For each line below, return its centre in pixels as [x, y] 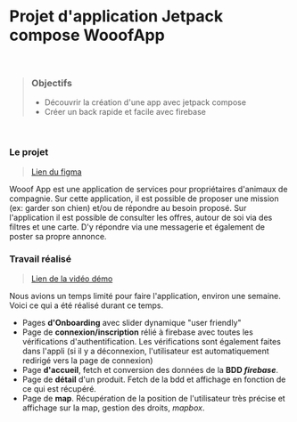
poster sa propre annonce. [58, 236]
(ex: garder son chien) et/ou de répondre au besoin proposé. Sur [128, 207]
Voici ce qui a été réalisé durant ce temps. [87, 305]
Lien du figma [56, 172]
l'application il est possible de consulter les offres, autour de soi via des [141, 217]
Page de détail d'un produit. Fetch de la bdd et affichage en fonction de [154, 379]
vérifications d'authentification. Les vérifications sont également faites [151, 341]
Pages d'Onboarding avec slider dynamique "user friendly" [132, 322]
